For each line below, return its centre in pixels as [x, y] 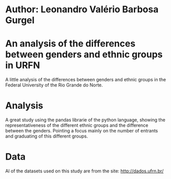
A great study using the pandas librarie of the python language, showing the [86, 120]
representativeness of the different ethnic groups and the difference [77, 125]
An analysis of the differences [70, 44]
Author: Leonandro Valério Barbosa [82, 9]
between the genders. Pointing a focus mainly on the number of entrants [82, 131]
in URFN [23, 65]
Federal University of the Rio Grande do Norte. [54, 85]
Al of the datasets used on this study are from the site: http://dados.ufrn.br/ [84, 171]
